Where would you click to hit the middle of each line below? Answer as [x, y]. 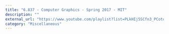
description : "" [22, 14]
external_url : [20, 19]
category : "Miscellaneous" [33, 24]
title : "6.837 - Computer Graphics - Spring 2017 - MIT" [66, 10]
